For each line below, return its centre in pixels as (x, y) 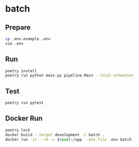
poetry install (21, 71)
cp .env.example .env (28, 39)
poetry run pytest (24, 103)
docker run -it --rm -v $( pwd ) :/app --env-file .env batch (68, 139)
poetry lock (18, 130)
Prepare (18, 27)
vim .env (14, 43)
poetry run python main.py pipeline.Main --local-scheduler (70, 76)
